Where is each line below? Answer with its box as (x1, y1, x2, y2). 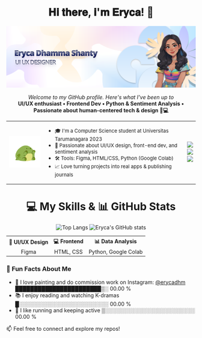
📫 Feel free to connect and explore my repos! (6, 325, 120, 332)
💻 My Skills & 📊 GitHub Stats (26, 200, 176, 214)
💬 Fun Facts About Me (6, 265, 72, 273)
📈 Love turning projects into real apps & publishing (55, 163, 173, 170)
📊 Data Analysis (94, 237, 137, 245)
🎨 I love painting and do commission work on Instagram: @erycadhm (14, 279, 186, 286)
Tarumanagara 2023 (55, 135, 102, 142)
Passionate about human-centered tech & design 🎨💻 (33, 106, 169, 113)
